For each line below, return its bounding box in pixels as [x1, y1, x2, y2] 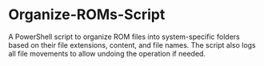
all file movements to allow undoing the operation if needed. [8, 49, 206, 58]
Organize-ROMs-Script [8, 6, 166, 24]
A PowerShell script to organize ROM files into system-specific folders [8, 32, 240, 41]
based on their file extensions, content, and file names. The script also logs [8, 40, 256, 49]
